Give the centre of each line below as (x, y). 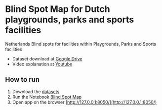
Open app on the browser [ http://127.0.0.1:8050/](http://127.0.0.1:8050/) (84, 102)
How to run (22, 80)
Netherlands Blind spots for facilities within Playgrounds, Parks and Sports (81, 44)
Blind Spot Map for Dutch (58, 9)
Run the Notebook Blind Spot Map (47, 97)
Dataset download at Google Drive (47, 58)
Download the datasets (36, 91)
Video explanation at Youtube (42, 64)
